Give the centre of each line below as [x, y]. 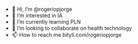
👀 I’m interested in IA [37, 15]
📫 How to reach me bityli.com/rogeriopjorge [67, 35]
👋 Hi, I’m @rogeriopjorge [42, 9]
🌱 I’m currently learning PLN [46, 22]
